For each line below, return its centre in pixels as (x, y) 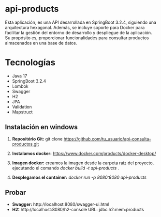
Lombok (20, 86)
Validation (22, 107)
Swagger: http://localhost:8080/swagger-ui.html (61, 204)
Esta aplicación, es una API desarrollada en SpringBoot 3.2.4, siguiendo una (80, 22)
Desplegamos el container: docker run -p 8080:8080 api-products (79, 177)
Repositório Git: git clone (37, 139)
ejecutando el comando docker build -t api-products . (66, 168)
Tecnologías (30, 63)
